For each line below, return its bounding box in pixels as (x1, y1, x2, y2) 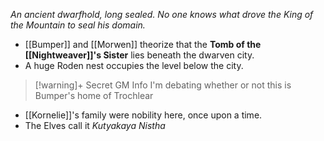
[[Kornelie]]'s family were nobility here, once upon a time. (24, 109, 263, 121)
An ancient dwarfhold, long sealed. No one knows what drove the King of (10, 9, 314, 20)
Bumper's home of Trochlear (34, 90, 154, 101)
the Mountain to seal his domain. (10, 19, 146, 31)
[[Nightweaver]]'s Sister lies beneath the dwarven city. (24, 49, 255, 61)
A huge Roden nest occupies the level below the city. (24, 60, 244, 71)
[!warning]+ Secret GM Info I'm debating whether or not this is (34, 79, 292, 91)
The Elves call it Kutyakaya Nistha (24, 120, 166, 131)
